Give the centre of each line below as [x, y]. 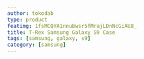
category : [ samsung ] [37, 45]
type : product [28, 20]
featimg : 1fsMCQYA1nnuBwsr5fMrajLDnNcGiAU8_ [72, 26]
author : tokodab [30, 13]
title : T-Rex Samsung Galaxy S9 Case [61, 32]
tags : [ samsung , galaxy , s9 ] [49, 39]
